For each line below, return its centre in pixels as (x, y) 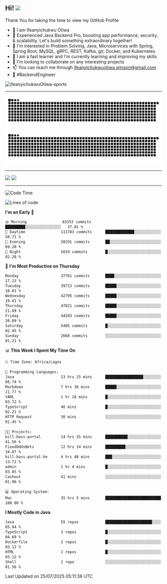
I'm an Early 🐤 (20, 212)
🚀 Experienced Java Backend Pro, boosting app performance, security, (85, 35)
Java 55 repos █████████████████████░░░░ (83, 522)
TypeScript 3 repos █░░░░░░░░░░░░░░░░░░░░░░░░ (83, 532)
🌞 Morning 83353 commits (48, 222)
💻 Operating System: (27, 492)
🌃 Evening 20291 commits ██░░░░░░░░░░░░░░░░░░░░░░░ (83, 242)
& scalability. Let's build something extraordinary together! (72, 40)
